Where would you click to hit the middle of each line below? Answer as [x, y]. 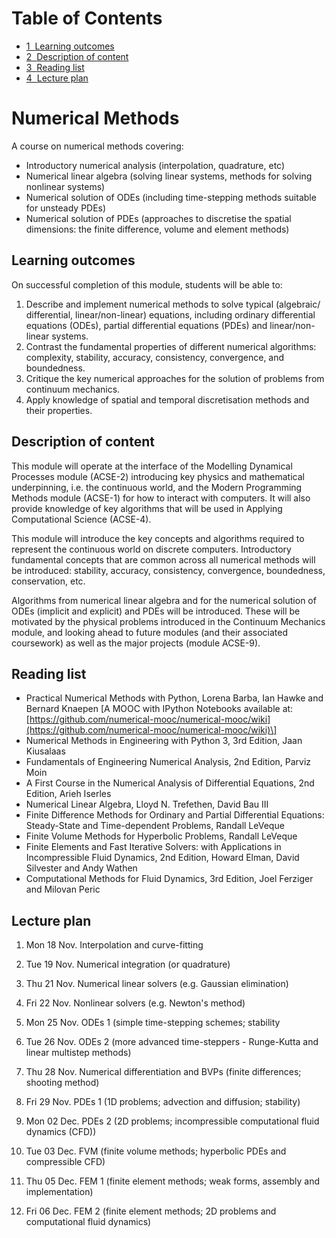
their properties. [59, 410]
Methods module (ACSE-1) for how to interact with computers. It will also [161, 498]
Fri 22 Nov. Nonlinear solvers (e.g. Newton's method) [135, 1003]
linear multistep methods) [78, 1053]
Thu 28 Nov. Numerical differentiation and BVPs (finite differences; [163, 1072]
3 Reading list [55, 67]
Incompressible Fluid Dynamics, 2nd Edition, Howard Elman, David [162, 858]
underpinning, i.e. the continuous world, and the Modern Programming [157, 487]
